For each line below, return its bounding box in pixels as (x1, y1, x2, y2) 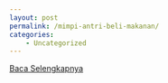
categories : (9, 30, 54, 39)
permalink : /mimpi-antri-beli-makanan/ (9, 22, 160, 31)
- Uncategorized (25, 38, 88, 48)
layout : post (9, 13, 59, 23)
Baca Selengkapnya (9, 63, 84, 74)
